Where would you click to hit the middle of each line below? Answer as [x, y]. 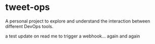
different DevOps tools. [30, 26]
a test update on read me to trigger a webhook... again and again [73, 36]
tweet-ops [28, 7]
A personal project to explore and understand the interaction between [78, 21]
